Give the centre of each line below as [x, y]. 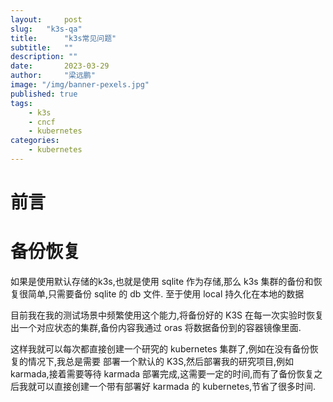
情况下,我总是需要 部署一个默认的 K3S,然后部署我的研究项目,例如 [161, 361]
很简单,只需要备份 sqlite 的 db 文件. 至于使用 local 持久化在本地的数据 [161, 294]
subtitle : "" [42, 47]
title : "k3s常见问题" [63, 38]
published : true [44, 94]
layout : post [46, 19]
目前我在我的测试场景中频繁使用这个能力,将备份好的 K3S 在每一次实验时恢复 [167, 315]
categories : [35, 141]
